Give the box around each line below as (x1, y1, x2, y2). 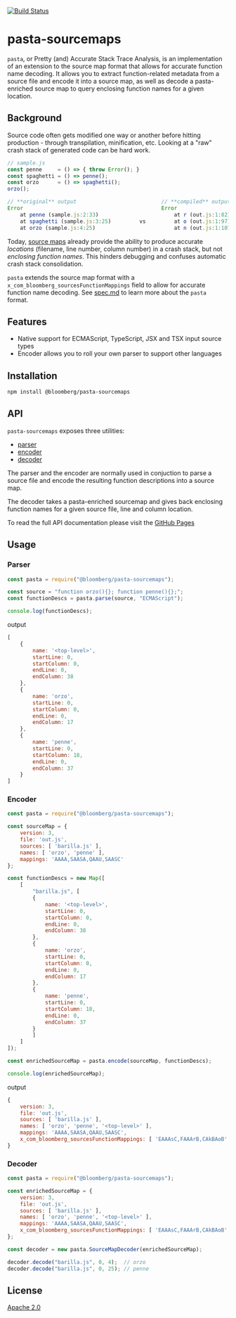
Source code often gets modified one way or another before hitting (7, 131, 202, 139)
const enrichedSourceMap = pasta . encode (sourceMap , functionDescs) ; (7, 1058, 212, 1065)
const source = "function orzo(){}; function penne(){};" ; (7, 588, 184, 595)
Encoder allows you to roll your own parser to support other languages (17, 349, 223, 358)
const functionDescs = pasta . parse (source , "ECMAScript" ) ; (7, 595, 184, 602)
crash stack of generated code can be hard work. (7, 146, 151, 154)
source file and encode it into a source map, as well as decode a (7, 77, 194, 85)
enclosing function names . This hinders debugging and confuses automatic (7, 252, 226, 260)
